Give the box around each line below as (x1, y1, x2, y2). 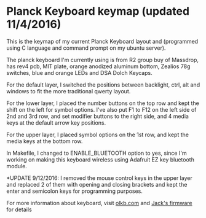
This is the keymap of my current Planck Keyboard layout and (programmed (6, 37, 199, 45)
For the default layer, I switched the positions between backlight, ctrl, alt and (6, 81, 200, 88)
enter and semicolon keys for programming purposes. (6, 187, 143, 195)
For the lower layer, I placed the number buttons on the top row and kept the (6, 99, 200, 107)
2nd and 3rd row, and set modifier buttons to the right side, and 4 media (6, 112, 189, 120)
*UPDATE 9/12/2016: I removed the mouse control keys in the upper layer (6, 174, 192, 182)
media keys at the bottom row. (6, 137, 83, 145)
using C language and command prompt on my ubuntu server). (6, 44, 166, 52)
